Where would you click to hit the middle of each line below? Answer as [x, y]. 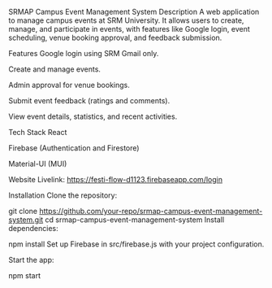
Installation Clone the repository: [63, 195]
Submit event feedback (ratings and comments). [89, 100]
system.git [26, 220]
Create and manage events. [55, 69]
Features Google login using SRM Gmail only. [84, 53]
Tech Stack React [38, 132]
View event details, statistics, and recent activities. [93, 116]
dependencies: [33, 228]
